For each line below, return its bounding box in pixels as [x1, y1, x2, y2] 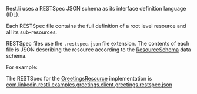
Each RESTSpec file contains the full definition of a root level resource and [6, 23, 186, 29]
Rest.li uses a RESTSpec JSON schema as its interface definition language [6, 5, 186, 12]
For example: [6, 64, 38, 71]
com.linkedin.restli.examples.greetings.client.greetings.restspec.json [6, 81, 172, 88]
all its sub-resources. [6, 29, 58, 36]
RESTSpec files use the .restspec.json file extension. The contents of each [6, 40, 190, 47]
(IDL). [6, 11, 20, 18]
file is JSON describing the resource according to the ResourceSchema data [6, 46, 191, 53]
